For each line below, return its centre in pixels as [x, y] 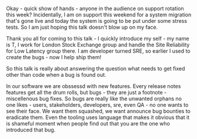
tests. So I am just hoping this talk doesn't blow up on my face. [82, 27]
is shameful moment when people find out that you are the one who [88, 123]
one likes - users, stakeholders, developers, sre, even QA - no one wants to [97, 105]
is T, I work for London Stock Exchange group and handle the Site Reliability [98, 45]
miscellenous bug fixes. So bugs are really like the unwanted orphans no [94, 99]
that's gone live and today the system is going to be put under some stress [96, 21]
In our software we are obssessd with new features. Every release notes [94, 86]
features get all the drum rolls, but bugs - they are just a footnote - [86, 92]
